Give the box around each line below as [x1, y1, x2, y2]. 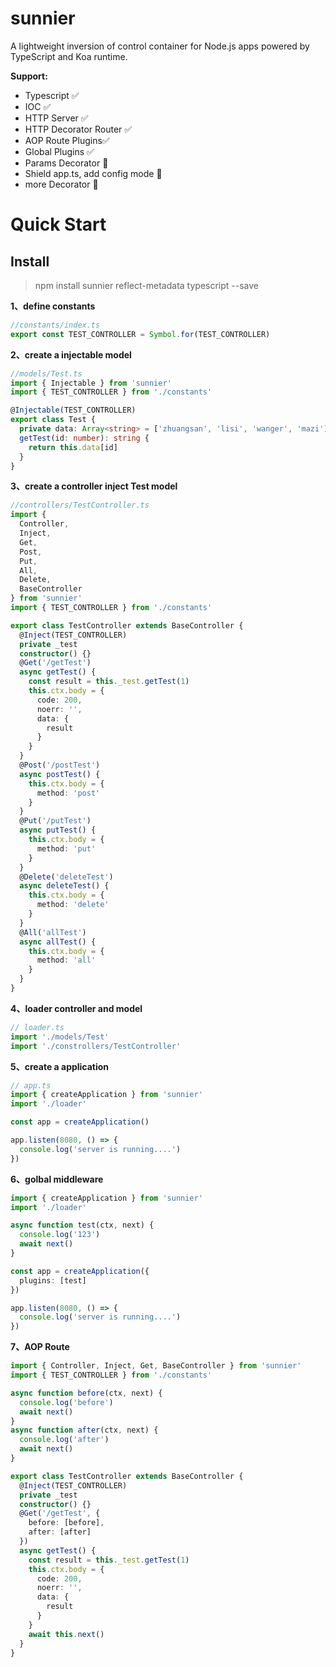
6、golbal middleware [10, 1173, 104, 1185]
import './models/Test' [10, 1032, 110, 1042]
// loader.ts [10, 1022, 65, 1032]
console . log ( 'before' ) [19, 1397, 114, 1407]
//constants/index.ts [10, 320, 101, 330]
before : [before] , [28, 1518, 105, 1528]
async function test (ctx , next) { [10, 1220, 155, 1231]
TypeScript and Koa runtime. [10, 50, 128, 62]
